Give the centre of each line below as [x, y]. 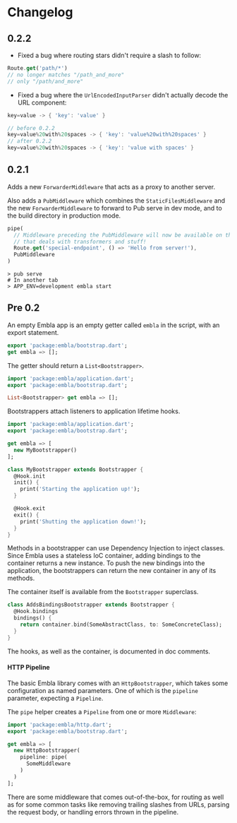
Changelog [40, 12]
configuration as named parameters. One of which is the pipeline [103, 690]
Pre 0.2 [24, 308]
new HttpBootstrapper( [47, 751]
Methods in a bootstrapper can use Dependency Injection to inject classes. [116, 548]
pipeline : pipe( [44, 757]
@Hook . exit [30, 509]
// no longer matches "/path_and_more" [66, 75]
